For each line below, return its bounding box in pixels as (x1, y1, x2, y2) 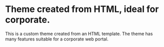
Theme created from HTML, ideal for (5, 3, 159, 15)
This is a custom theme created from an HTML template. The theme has (5, 30, 153, 36)
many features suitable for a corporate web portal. (5, 36, 109, 42)
